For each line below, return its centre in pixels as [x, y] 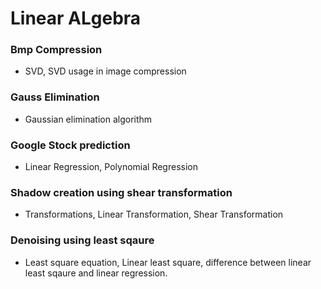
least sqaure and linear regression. [96, 273]
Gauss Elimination [55, 97]
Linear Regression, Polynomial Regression [111, 167]
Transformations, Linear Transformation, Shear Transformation [154, 214]
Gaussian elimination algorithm [88, 119]
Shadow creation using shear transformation [121, 192]
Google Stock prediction [70, 145]
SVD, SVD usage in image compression [105, 71]
